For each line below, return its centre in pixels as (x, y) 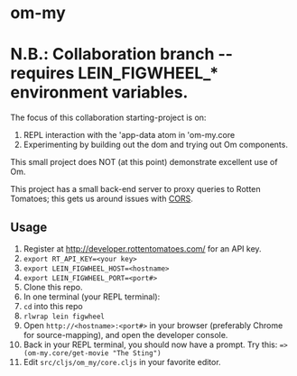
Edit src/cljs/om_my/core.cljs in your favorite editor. (122, 362)
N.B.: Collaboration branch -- (122, 55)
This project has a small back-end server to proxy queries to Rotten (135, 189)
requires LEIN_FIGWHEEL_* (115, 73)
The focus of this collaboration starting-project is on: (108, 118)
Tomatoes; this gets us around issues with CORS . (102, 199)
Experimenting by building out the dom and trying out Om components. (155, 145)
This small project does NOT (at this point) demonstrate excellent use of (144, 162)
